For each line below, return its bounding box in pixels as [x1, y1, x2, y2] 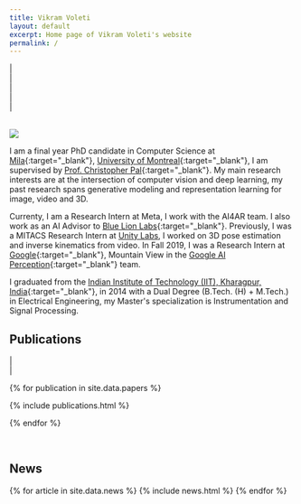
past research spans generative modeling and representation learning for [9, 184, 282, 195]
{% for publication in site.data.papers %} [9, 383, 162, 394]
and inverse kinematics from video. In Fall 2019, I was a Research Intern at [9, 240, 286, 251]
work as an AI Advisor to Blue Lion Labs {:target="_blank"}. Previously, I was [9, 220, 292, 231]
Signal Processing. [9, 305, 80, 316]
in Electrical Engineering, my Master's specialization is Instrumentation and [9, 295, 289, 307]
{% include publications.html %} [9, 400, 130, 411]
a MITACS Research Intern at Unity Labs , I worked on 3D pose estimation [9, 230, 282, 241]
